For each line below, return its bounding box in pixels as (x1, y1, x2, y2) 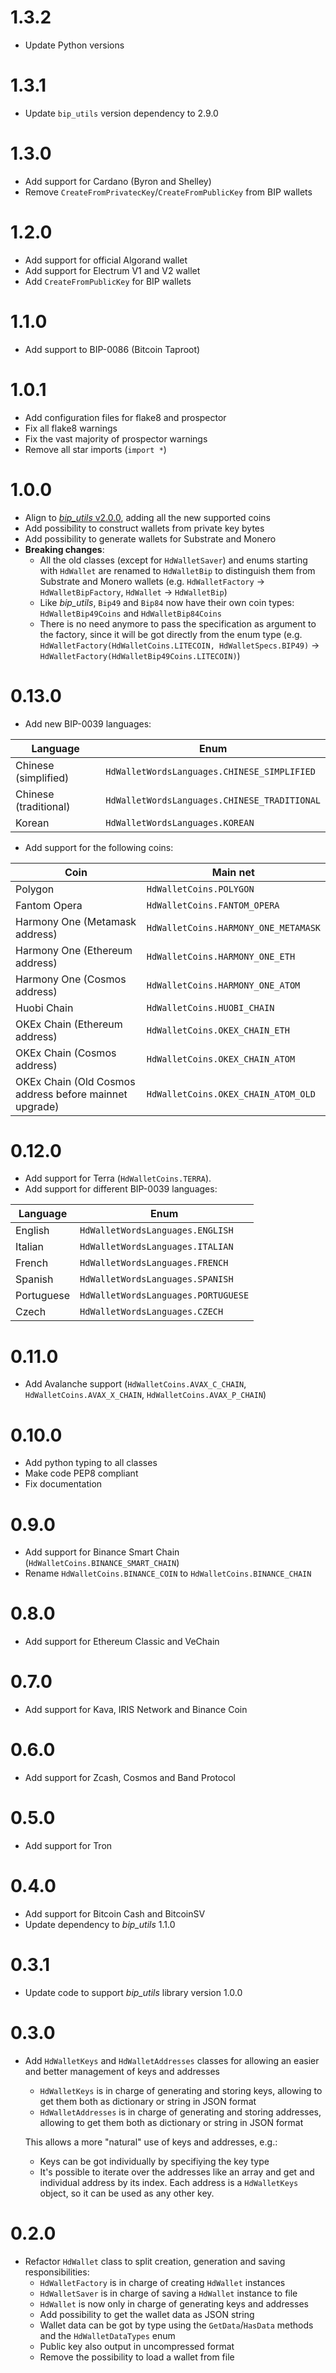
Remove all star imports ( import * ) (24, 443, 167, 455)
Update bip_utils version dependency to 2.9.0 (24, 107, 219, 119)
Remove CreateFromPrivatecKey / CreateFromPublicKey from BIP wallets (24, 186, 313, 198)
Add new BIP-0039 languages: (24, 717, 152, 730)
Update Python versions (24, 39, 125, 51)
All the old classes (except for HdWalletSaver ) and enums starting (39, 554, 308, 566)
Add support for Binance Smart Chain (24, 1546, 180, 1558)
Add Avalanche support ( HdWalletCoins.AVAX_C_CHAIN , (24, 1378, 247, 1390)
